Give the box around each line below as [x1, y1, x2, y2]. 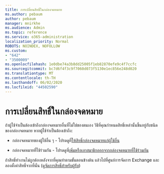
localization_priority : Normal [5, 39, 69, 44]
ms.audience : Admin [5, 25, 45, 30]
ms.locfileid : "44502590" [5, 84, 58, 90]
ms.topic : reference [5, 30, 47, 35]
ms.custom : [5, 48, 27, 53]
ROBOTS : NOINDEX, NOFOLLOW [5, 44, 60, 49]
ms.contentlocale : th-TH [5, 75, 56, 80]
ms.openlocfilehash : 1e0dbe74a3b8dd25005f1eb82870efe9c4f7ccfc [5, 62, 137, 67]
